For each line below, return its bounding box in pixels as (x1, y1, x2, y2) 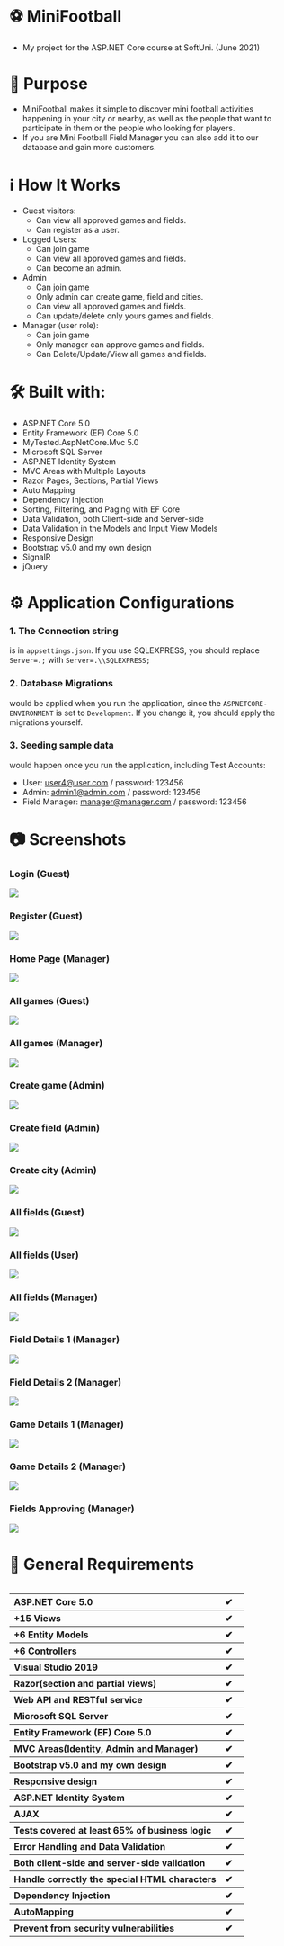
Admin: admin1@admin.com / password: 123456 (22, 786, 201, 797)
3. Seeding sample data (9, 739, 114, 751)
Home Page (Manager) (9, 952, 111, 964)
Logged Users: (22, 234, 78, 245)
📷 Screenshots (9, 830, 127, 850)
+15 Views (13, 1611, 61, 1624)
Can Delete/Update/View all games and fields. (35, 348, 207, 359)
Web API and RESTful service (13, 1693, 143, 1706)
